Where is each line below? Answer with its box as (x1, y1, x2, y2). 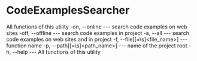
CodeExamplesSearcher (6, 4, 130, 17)
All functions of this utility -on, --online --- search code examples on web (6, 23, 187, 30)
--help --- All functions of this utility (12, 48, 101, 55)
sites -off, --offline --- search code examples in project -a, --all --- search (6, 29, 190, 36)
